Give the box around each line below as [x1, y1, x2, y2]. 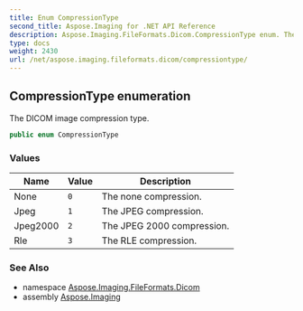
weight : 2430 [9, 47, 59, 56]
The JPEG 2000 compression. [101, 219, 230, 231]
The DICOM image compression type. [9, 112, 150, 123]
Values [9, 151, 41, 164]
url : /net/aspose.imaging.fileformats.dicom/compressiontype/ [9, 55, 248, 64]
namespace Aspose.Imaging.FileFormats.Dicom [22, 282, 200, 293]
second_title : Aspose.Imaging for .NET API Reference [9, 22, 216, 31]
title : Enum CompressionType [9, 13, 119, 23]
